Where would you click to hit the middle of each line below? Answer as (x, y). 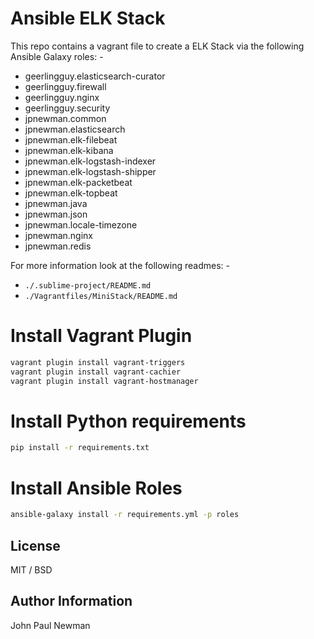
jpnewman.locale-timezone (81, 224)
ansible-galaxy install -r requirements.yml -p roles (125, 515)
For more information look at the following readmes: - (120, 265)
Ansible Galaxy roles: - (57, 56)
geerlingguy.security (67, 108)
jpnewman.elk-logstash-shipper (90, 171)
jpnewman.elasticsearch (75, 129)
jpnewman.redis (58, 246)
